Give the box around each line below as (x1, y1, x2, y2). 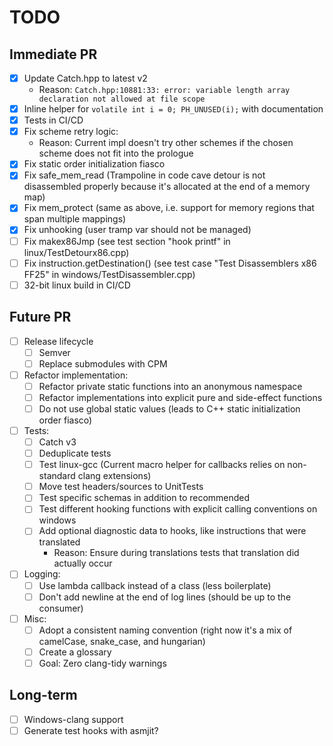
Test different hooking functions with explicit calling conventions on (38, 503, 318, 515)
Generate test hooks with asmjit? (23, 724, 159, 736)
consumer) (38, 602, 84, 614)
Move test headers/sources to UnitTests (38, 481, 204, 493)
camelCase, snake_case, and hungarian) (38, 635, 206, 647)
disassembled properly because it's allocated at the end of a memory (23, 181, 311, 193)
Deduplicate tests (38, 447, 112, 460)
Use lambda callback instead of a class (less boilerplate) (38, 579, 272, 591)
